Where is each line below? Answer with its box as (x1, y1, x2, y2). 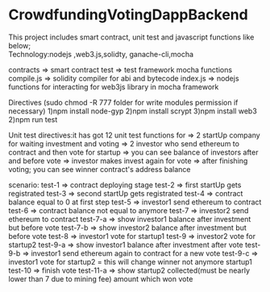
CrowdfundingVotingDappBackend (8, 6, 248, 24)
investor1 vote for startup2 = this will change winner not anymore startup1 (8, 257, 252, 266)
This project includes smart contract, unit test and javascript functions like (8, 32, 255, 42)
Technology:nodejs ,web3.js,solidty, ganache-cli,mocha (8, 49, 194, 59)
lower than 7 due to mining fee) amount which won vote (8, 273, 193, 283)
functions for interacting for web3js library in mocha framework (8, 82, 219, 92)
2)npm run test (8, 114, 58, 124)
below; (8, 40, 31, 50)
